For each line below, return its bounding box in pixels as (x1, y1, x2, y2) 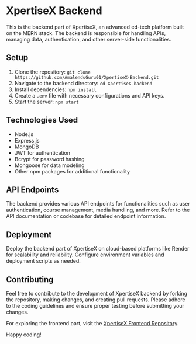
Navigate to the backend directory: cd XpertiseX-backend (14, 79, 153, 86)
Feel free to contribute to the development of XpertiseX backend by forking (6, 290, 188, 297)
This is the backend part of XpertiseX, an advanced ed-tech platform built (6, 23, 184, 30)
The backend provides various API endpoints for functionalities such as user (6, 200, 190, 207)
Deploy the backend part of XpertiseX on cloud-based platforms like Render (6, 245, 190, 252)
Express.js (14, 137, 40, 144)
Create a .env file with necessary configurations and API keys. (14, 92, 165, 99)
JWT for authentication (14, 149, 70, 156)
